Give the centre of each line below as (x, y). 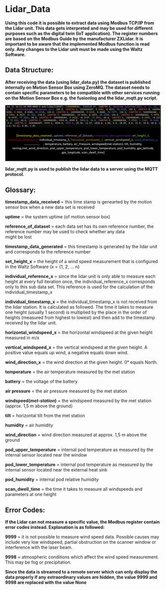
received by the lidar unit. (31, 323)
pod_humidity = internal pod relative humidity (52, 479)
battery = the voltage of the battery (41, 382)
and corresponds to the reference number (48, 252)
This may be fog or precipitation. (38, 562)
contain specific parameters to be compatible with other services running (82, 92)
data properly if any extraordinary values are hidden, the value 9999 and (81, 577)
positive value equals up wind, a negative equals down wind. (67, 353)
